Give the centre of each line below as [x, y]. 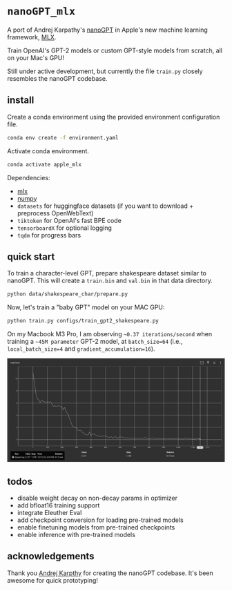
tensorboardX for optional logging [65, 228]
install [21, 100]
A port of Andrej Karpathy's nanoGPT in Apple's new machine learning [108, 30]
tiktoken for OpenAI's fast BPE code [69, 220]
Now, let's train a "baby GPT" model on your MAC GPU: [86, 307]
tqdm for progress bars [49, 235]
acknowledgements [51, 556]
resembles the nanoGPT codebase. [57, 78]
